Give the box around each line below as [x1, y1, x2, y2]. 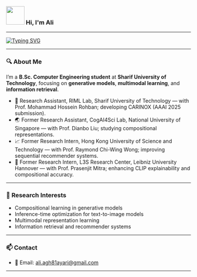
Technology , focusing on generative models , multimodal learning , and [6, 79, 180, 86]
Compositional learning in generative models [14, 204, 123, 211]
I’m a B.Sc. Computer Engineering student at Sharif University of [6, 73, 167, 80]
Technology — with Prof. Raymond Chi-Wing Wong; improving [14, 146, 165, 153]
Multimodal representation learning [14, 217, 100, 224]
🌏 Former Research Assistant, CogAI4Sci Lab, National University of [14, 116, 181, 123]
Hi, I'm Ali [25, 18, 54, 26]
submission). [14, 109, 46, 117]
